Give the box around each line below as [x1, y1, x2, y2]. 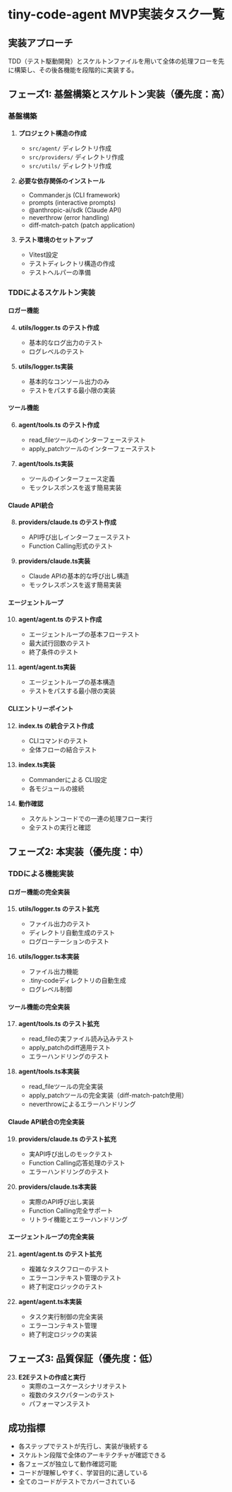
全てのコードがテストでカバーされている [18, 1477, 136, 1486]
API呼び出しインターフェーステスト [28, 533, 131, 542]
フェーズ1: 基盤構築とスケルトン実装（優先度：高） [8, 88, 230, 100]
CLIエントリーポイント [8, 704, 74, 713]
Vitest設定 [28, 250, 59, 259]
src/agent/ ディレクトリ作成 [28, 144, 112, 152]
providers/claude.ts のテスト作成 [18, 518, 117, 527]
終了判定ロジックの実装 [28, 1330, 97, 1339]
